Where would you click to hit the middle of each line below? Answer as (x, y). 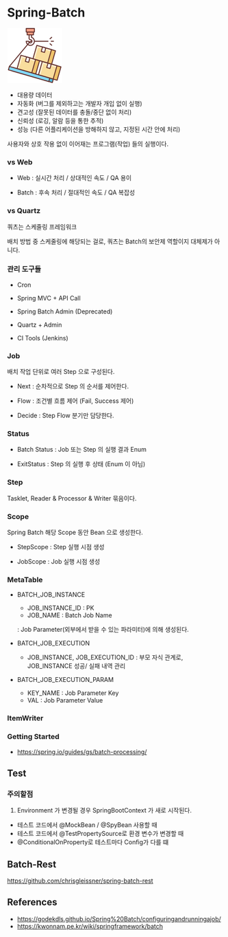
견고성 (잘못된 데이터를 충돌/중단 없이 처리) (74, 112)
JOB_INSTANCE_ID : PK (61, 608)
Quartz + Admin (39, 324)
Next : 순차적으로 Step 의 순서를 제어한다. (73, 386)
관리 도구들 (24, 269)
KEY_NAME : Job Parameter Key (73, 693)
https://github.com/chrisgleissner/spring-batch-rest (80, 881)
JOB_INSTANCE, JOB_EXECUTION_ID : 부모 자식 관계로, (105, 657)
